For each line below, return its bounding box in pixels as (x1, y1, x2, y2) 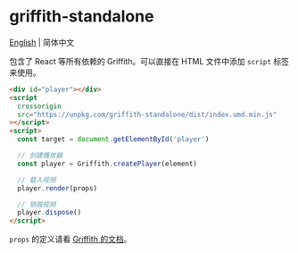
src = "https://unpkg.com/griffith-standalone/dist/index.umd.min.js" (17, 110, 277, 119)
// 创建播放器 (17, 151, 63, 160)
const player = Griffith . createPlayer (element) (17, 159, 198, 168)
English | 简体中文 (9, 37, 75, 47)
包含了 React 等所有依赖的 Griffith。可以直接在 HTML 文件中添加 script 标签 (9, 55, 290, 66)
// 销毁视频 (17, 199, 56, 209)
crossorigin (17, 101, 62, 111)
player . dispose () (17, 208, 82, 217)
